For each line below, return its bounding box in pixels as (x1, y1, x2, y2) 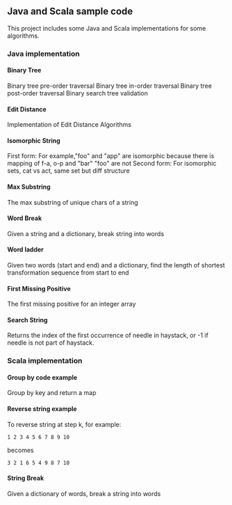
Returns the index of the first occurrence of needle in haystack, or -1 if (7, 331, 208, 340)
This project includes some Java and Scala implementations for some (7, 24, 206, 32)
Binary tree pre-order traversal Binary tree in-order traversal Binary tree (7, 81, 212, 90)
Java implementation (7, 49, 80, 59)
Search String (7, 316, 48, 324)
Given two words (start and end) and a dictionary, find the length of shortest (7, 261, 226, 269)
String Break (7, 474, 44, 483)
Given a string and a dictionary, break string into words (7, 229, 165, 238)
